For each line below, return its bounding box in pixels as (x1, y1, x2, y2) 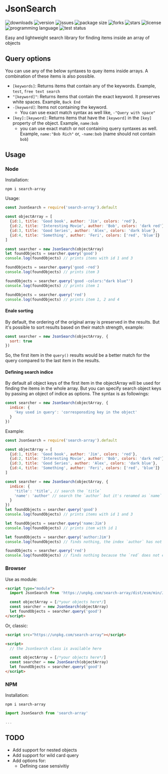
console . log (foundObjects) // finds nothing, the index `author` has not (5, 539, 162, 544)
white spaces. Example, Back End (12, 99, 81, 105)
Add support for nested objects (12, 747, 77, 753)
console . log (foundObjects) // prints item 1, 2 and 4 (5, 297, 120, 302)
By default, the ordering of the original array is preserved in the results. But (5, 319, 160, 325)
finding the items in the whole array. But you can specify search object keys (5, 385, 161, 391)
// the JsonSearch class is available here (9, 646, 101, 651)
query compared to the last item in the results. (5, 358, 100, 364)
